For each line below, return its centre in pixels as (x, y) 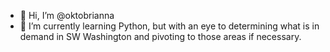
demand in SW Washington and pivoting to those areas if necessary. (160, 36)
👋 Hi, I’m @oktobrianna (67, 15)
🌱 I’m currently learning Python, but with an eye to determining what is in (169, 26)
